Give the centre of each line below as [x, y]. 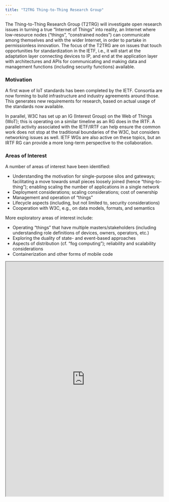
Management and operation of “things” [53, 198]
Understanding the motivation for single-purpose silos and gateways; [84, 176]
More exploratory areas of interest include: [49, 218]
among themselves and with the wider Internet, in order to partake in [76, 40]
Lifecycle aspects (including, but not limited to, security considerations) [86, 203]
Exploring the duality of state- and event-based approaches [74, 238]
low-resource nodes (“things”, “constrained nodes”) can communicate [77, 35]
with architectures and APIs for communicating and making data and [76, 61]
